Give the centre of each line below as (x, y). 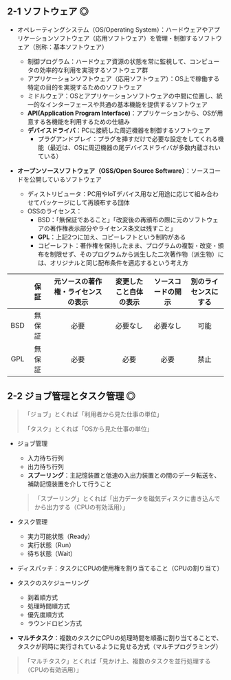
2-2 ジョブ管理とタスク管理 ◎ (71, 396)
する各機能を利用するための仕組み (82, 121)
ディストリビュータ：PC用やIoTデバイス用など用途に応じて (111, 193)
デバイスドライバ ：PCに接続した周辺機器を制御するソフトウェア (119, 130)
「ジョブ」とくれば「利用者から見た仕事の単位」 (93, 414)
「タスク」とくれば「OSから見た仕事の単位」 (88, 429)
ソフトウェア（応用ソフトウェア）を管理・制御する (125, 38)
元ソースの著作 (78, 281)
